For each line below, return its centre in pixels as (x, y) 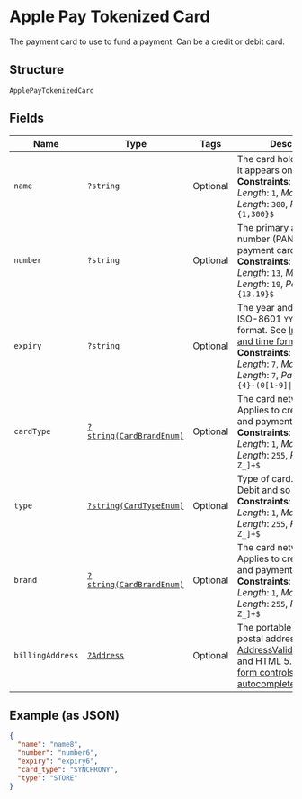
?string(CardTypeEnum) (135, 505)
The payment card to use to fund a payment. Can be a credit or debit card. (147, 41)
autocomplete (266, 684)
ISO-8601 (259, 319)
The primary (263, 227)
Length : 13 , (260, 272)
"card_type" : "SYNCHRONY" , (68, 769)
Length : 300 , (262, 204)
